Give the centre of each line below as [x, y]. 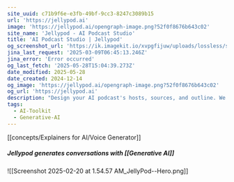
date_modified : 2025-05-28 [46, 72]
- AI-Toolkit [32, 111]
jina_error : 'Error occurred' [51, 59]
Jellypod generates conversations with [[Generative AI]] [91, 153]
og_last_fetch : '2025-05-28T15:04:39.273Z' [71, 66]
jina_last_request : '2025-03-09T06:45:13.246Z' [78, 53]
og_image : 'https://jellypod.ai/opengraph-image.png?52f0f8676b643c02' [113, 85]
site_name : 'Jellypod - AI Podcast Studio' [71, 33]
